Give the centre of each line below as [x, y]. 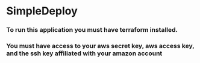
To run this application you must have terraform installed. [92, 30]
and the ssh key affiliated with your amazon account [84, 53]
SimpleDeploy [42, 11]
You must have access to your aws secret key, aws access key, [100, 46]
